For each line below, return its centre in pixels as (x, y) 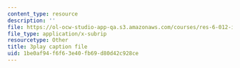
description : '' (31, 21)
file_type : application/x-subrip (57, 34)
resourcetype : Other (38, 40)
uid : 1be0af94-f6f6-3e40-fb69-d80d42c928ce (73, 54)
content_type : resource (43, 14)
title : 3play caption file (47, 47)
